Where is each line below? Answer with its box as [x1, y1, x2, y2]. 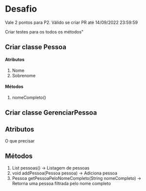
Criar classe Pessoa [5, 43, 66, 52]
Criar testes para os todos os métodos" [5, 29, 84, 35]
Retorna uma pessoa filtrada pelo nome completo [12, 180, 111, 186]
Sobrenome [12, 72, 36, 78]
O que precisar [5, 138, 35, 144]
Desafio [5, 3, 37, 15]
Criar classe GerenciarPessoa [5, 108, 97, 117]
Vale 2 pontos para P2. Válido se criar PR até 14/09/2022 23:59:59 [5, 19, 138, 25]
